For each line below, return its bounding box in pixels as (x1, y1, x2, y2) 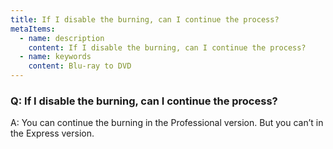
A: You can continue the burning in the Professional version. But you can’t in (10, 117, 324, 129)
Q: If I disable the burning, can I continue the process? (10, 94, 278, 108)
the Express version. (10, 127, 95, 140)
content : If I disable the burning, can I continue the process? (28, 42, 307, 53)
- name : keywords (19, 52, 92, 62)
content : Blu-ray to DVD (28, 61, 132, 71)
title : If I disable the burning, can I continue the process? (10, 14, 280, 25)
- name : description (19, 33, 105, 43)
